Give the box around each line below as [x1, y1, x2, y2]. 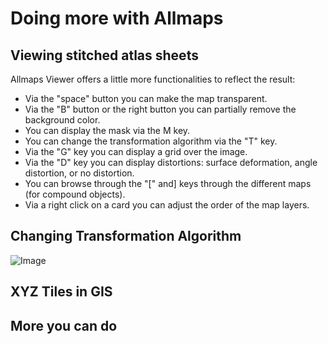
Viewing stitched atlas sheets [10, 47, 199, 64]
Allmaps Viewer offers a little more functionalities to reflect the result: [10, 73, 296, 85]
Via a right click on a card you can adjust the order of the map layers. [24, 199, 310, 211]
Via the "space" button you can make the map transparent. [24, 93, 268, 104]
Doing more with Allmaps [10, 7, 224, 30]
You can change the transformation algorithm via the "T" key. [24, 135, 278, 147]
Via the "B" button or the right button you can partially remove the [24, 103, 297, 115]
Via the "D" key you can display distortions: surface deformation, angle [24, 157, 318, 168]
